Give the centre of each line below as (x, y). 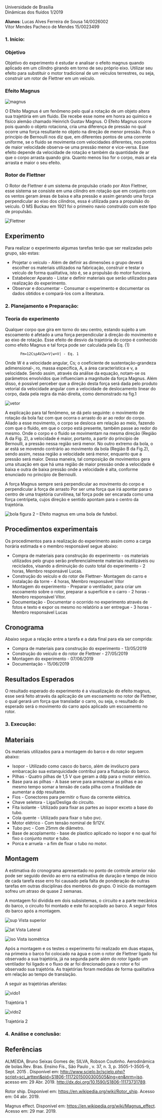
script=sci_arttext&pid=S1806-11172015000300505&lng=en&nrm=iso (74, 1077)
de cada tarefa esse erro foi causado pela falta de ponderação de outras (77, 881)
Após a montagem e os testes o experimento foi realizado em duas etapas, (80, 948)
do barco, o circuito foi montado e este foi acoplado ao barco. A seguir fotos (81, 905)
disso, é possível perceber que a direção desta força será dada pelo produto (81, 384)
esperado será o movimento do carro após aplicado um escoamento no (76, 706)
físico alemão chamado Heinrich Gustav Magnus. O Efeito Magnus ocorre (78, 121)
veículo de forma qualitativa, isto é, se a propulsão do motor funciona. (82, 273)
